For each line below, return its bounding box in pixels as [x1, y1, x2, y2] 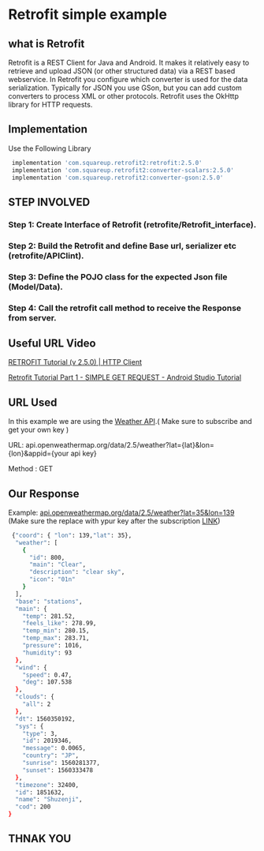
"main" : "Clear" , [28, 560, 87, 569]
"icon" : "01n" [28, 575, 76, 583]
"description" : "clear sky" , [28, 568, 125, 576]
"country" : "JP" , [22, 752, 80, 759]
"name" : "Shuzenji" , [15, 796, 83, 804]
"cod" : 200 [15, 803, 51, 811]
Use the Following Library [8, 144, 91, 153]
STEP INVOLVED [8, 195, 91, 208]
